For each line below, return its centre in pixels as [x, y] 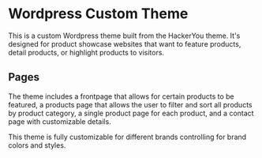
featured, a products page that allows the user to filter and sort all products [130, 104]
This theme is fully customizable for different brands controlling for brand [127, 137]
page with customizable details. [60, 121]
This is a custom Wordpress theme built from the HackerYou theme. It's [124, 36]
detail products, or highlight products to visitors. [86, 52]
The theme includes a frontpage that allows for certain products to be [121, 96]
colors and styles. [37, 145]
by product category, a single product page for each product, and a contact [131, 113]
